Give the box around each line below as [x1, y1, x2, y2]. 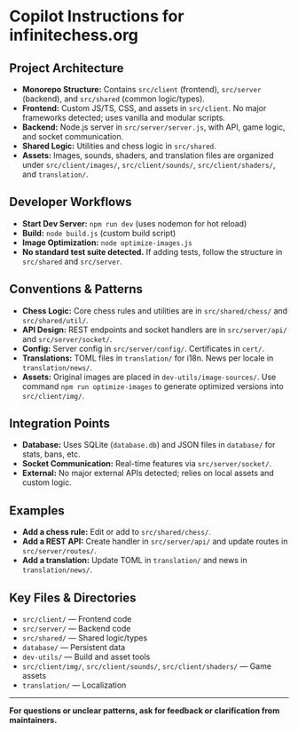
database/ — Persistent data [21, 642, 126, 653]
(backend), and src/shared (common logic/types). [21, 93, 206, 104]
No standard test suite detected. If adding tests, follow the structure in [21, 246, 283, 257]
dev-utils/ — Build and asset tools [21, 651, 151, 663]
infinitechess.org [9, 25, 139, 45]
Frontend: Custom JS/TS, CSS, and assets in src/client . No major [21, 103, 267, 113]
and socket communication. [21, 131, 124, 141]
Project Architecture [9, 60, 124, 76]
